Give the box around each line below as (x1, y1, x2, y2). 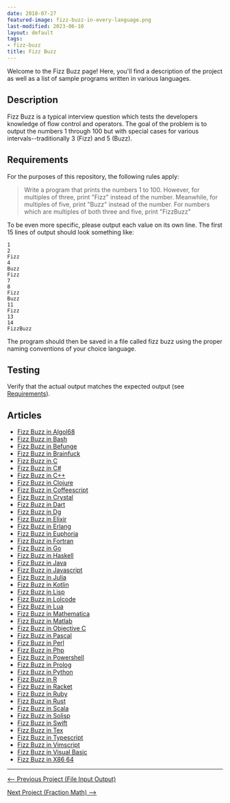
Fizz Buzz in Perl (16, 639, 65, 647)
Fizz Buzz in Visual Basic (16, 748, 88, 756)
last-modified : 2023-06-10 (7, 23, 84, 29)
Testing (7, 364, 40, 375)
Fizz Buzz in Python (16, 668, 73, 676)
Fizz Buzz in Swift (16, 719, 68, 727)
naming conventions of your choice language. (7, 344, 137, 353)
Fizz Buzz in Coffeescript (16, 486, 88, 494)
